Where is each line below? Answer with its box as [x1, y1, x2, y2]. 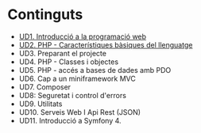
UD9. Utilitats [18, 99, 63, 108]
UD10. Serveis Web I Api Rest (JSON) [18, 107, 141, 116]
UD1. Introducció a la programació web [18, 32, 147, 41]
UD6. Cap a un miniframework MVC [18, 74, 136, 83]
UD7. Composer [18, 82, 72, 92]
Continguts [7, 6, 83, 24]
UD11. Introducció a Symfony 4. [18, 116, 122, 125]
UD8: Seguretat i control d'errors [18, 90, 126, 100]
